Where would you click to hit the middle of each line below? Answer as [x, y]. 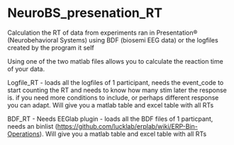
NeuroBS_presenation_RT [85, 13]
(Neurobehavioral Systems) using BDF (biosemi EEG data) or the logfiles [113, 40]
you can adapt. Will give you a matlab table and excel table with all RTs [111, 105]
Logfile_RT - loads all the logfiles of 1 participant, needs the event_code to [116, 82]
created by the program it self [51, 47]
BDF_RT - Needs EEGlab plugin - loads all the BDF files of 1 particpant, [110, 119]
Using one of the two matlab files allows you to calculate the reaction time [115, 61]
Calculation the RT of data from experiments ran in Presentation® [102, 33]
